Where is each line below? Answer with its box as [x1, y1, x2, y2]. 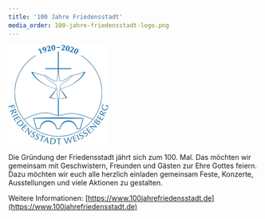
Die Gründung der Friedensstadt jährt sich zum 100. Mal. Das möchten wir [8, 152, 251, 161]
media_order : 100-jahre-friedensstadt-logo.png [8, 21, 170, 30]
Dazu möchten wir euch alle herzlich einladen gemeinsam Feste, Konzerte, [8, 169, 254, 179]
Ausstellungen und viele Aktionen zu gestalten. [8, 177, 164, 187]
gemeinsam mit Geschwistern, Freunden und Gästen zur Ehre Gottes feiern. [8, 161, 258, 170]
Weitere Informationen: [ [8, 193, 89, 203]
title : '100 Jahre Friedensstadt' [8, 13, 124, 21]
